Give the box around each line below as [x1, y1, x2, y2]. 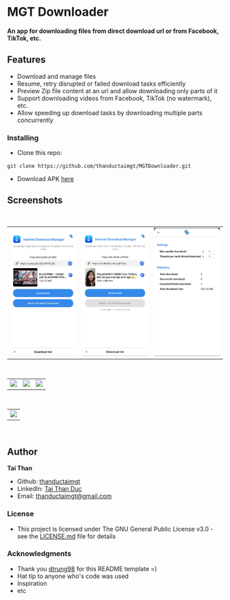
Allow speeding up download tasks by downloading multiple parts [16, 108, 203, 117]
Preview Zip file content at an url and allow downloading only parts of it [16, 86, 218, 95]
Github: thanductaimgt [16, 477, 81, 485]
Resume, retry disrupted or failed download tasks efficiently [16, 80, 186, 88]
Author [7, 446, 38, 457]
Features [7, 54, 46, 66]
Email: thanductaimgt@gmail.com [16, 492, 112, 501]
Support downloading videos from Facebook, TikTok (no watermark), [16, 94, 212, 102]
